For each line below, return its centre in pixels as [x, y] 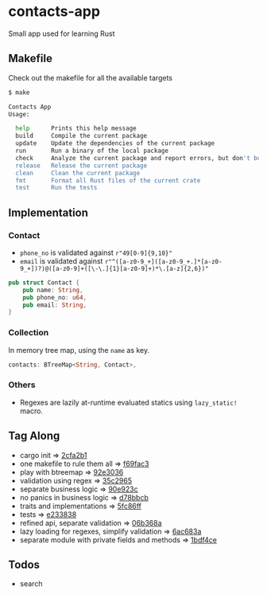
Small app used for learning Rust [62, 33]
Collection [29, 333]
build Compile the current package [81, 136]
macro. [31, 411]
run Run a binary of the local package [92, 151]
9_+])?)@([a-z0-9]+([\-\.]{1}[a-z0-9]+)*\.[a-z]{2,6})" [114, 268]
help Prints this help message [76, 129]
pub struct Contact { [44, 282]
